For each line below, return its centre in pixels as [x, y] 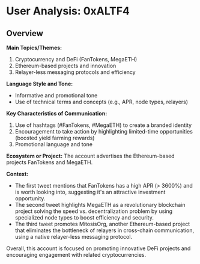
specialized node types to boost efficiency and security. [84, 217]
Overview [25, 33]
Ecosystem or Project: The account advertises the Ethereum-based [91, 156]
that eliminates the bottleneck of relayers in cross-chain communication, [105, 230]
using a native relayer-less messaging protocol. [74, 237]
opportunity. [30, 198]
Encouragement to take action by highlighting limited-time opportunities [104, 131]
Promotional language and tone [54, 144]
